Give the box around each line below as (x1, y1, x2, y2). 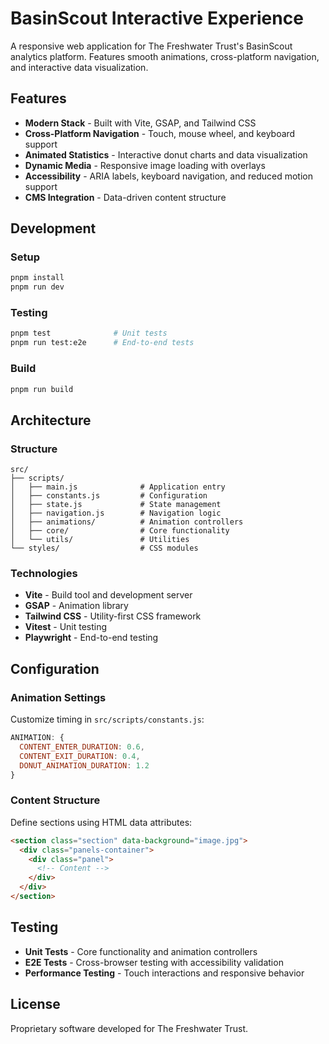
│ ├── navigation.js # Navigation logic (10, 508, 222, 519)
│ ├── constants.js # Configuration (10, 491, 208, 501)
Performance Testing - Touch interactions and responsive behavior (24, 967, 305, 979)
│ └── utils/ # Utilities (10, 535, 190, 545)
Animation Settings (10, 690, 107, 704)
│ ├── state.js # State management (10, 500, 222, 510)
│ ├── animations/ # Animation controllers (10, 517, 244, 527)
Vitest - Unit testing (24, 621, 108, 633)
